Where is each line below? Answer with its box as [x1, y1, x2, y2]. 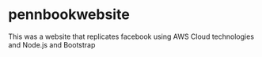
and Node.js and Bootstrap [8, 40, 96, 49]
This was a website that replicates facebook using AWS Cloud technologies [8, 32, 255, 41]
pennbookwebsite [8, 6, 131, 24]
